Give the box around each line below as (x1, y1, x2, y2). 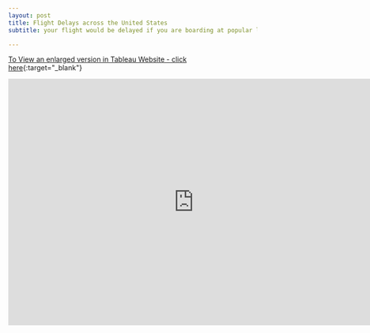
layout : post (8, 11, 51, 20)
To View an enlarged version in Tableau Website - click (8, 54, 187, 64)
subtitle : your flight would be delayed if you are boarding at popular (8, 26, 253, 34)
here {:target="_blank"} (8, 63, 83, 73)
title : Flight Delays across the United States (8, 19, 168, 27)
